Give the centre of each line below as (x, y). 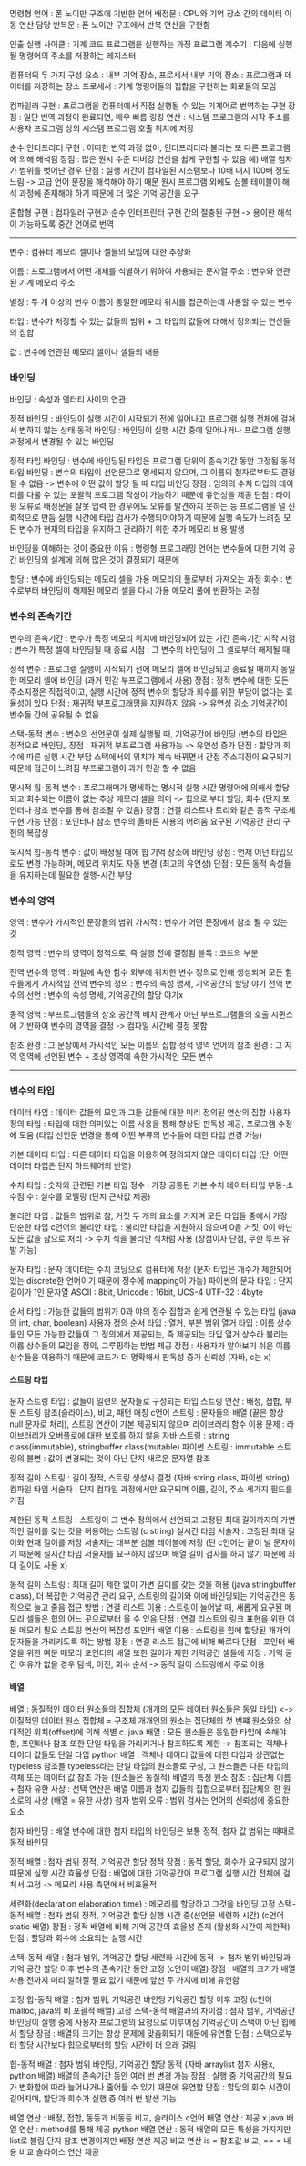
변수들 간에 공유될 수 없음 (55, 714)
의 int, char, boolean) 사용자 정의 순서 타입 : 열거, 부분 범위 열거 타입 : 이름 (142, 1323)
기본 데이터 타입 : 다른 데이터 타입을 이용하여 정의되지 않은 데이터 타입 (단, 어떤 (149, 1154)
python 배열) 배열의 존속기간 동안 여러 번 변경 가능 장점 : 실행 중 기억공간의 (143, 2075)
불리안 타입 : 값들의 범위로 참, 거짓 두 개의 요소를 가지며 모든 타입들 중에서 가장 (149, 1216)
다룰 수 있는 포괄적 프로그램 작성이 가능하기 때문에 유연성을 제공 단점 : (150, 495)
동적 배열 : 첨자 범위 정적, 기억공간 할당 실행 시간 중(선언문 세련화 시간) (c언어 (147, 1915)
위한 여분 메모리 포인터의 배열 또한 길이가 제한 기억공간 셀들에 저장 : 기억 (155, 1653)
